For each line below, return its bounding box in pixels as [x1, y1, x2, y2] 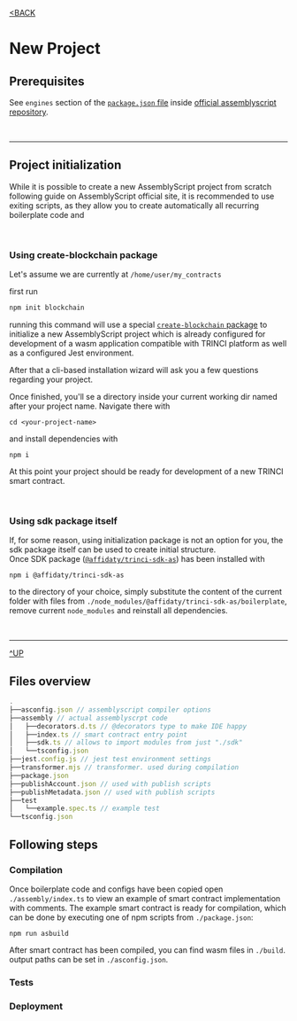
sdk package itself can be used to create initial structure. [9, 544, 217, 555]
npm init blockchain [9, 303, 86, 313]
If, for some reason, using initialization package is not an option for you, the [9, 535, 284, 546]
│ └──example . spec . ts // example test [9, 804, 161, 814]
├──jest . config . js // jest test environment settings [9, 755, 212, 764]
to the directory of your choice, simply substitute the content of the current [9, 587, 283, 597]
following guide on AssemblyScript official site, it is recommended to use [9, 191, 275, 201]
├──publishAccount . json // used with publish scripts [9, 779, 212, 788]
